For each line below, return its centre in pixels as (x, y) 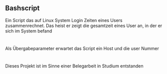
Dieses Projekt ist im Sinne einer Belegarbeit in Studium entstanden (74, 66)
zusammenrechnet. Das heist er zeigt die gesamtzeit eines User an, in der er (84, 25)
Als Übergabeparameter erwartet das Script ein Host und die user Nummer (82, 48)
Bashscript (22, 8)
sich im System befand (29, 31)
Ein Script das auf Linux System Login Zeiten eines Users (64, 20)
